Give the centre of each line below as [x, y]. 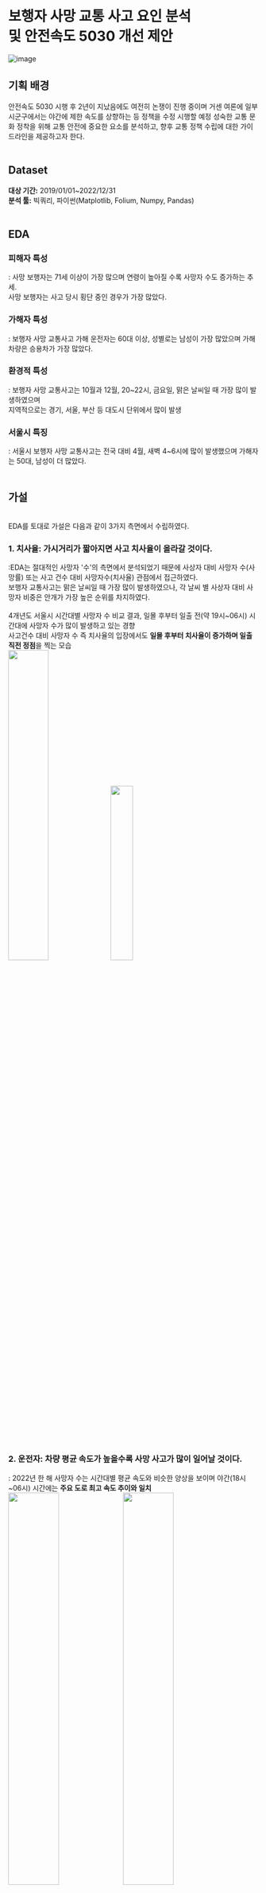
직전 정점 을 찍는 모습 [40, 646]
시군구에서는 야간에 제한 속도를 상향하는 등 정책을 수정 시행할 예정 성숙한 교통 [128, 116]
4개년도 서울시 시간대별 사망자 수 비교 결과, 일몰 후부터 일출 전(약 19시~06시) [128, 616]
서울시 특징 [28, 432]
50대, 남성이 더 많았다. [51, 461]
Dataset [28, 171]
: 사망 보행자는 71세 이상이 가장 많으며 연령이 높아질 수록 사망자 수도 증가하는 [127, 277]
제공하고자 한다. [60, 136]
